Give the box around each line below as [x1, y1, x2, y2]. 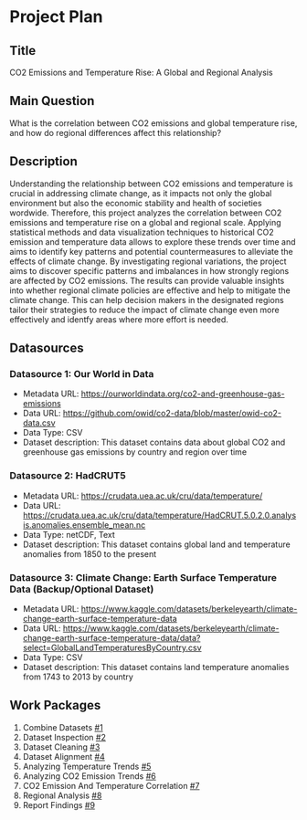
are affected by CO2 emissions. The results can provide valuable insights [9, 275, 285, 286]
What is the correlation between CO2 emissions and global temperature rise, [9, 117, 298, 129]
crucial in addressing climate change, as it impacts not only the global [9, 187, 272, 198]
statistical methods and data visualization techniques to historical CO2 [9, 226, 274, 237]
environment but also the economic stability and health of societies [9, 197, 262, 208]
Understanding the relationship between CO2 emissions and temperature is [9, 178, 294, 189]
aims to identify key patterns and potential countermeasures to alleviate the [9, 246, 294, 257]
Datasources [9, 341, 84, 356]
